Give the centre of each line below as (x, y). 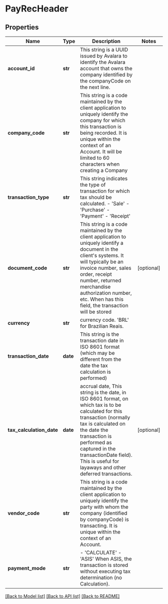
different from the (100, 359)
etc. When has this (102, 299)
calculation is (95, 372)
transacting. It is (99, 526)
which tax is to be (100, 405)
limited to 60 (95, 158)
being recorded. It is (103, 133)
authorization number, (106, 293)
